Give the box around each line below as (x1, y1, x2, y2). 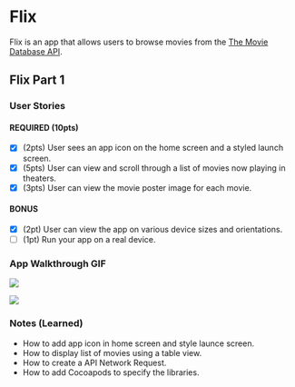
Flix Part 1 (9, 73, 65, 88)
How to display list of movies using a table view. (22, 347, 202, 358)
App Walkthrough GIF (9, 257, 106, 270)
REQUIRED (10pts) (9, 122, 79, 133)
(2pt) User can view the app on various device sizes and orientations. (22, 223, 283, 234)
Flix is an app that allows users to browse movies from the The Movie (9, 36, 269, 47)
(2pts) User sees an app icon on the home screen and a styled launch (22, 143, 284, 154)
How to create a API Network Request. (22, 357, 167, 368)
